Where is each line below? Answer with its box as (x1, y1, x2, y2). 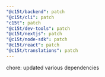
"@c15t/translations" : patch (6, 48, 78, 54)
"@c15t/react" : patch (6, 42, 60, 48)
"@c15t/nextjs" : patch (6, 31, 62, 37)
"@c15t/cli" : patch (6, 14, 55, 20)
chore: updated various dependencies (6, 64, 100, 71)
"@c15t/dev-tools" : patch (6, 25, 70, 32)
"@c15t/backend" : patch (6, 8, 65, 15)
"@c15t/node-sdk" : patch (6, 36, 68, 42)
